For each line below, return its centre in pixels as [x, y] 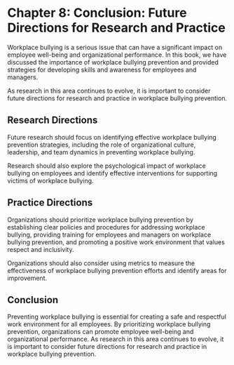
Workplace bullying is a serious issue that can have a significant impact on [115, 47]
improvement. [27, 278]
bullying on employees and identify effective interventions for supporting [112, 173]
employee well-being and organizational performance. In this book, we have [117, 55]
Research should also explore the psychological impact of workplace [107, 166]
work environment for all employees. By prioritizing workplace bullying [109, 324]
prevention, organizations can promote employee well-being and [101, 332]
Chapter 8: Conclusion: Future [97, 13]
